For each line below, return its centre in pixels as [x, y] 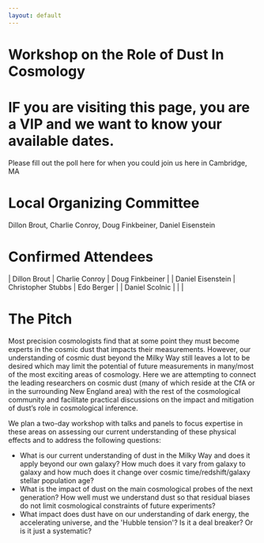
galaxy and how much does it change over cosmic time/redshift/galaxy [135, 472]
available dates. [61, 141]
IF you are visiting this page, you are [129, 107]
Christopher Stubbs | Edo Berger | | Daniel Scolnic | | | [96, 287]
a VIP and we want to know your [115, 124]
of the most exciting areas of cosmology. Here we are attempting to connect [132, 374]
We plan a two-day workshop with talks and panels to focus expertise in [126, 423]
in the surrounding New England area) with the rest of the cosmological [124, 391]
